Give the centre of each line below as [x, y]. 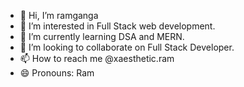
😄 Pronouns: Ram [57, 73]
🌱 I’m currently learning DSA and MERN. [102, 36]
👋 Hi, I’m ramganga [59, 15]
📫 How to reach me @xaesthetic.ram [97, 58]
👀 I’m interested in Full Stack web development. [117, 26]
